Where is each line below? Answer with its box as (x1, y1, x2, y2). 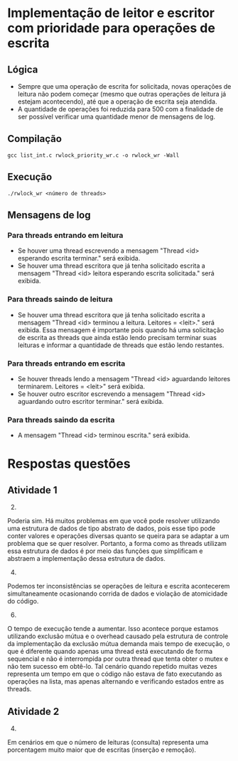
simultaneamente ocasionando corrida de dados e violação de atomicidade (7, 589, 228, 598)
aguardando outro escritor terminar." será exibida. (17, 397, 164, 405)
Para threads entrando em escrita (7, 358, 126, 368)
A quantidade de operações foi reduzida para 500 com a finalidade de (17, 105, 224, 113)
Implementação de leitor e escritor (7, 5, 215, 21)
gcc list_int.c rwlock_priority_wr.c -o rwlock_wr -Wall (7, 151, 180, 159)
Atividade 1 (7, 484, 58, 496)
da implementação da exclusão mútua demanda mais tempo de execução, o (7, 640, 230, 648)
